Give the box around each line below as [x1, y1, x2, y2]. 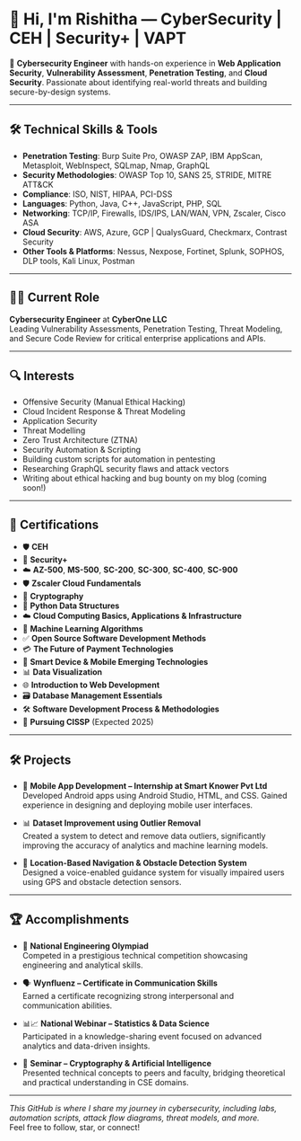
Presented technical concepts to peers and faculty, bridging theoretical [21, 1067, 286, 1078]
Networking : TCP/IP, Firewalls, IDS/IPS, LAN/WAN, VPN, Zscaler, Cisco [21, 208, 287, 218]
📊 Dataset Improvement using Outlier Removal [21, 818, 202, 828]
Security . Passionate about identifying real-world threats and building [9, 76, 268, 87]
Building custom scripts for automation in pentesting [21, 454, 216, 464]
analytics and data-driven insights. [21, 1040, 150, 1051]
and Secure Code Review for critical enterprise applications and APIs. [9, 332, 266, 343]
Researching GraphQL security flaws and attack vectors [21, 464, 229, 474]
